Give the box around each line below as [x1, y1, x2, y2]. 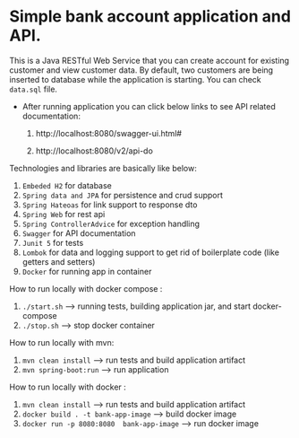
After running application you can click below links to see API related [21, 101, 276, 111]
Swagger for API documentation [21, 227, 136, 239]
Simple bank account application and [9, 6, 291, 27]
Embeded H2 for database [21, 180, 112, 190]
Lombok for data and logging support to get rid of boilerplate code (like [21, 247, 280, 258]
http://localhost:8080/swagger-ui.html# [35, 127, 182, 138]
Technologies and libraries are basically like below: [9, 162, 197, 173]
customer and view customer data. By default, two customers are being [9, 65, 274, 75]
